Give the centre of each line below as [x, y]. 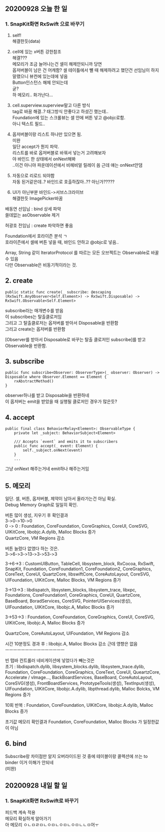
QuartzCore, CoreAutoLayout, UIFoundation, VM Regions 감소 [67, 633]
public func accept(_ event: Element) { [56, 446]
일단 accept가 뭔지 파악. [35, 146]
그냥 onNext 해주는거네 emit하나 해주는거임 [47, 469]
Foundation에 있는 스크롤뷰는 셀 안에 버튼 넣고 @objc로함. [69, 117]
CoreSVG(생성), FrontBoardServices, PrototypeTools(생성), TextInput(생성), [80, 683]
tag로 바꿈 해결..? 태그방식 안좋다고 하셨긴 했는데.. [60, 111]
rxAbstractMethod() [34, 381]
